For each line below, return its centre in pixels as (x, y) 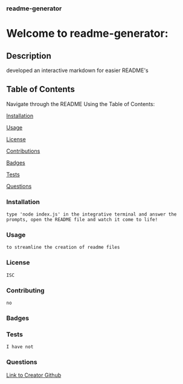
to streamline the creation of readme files (63, 247)
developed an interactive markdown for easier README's (78, 70)
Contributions (23, 151)
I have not (20, 347)
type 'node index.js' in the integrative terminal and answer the (91, 214)
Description (29, 56)
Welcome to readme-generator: (87, 34)
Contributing (25, 290)
